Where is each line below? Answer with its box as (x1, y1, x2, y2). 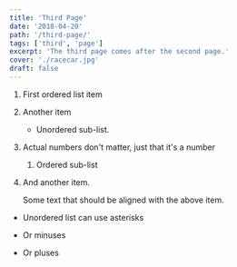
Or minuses (22, 229, 66, 241)
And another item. (22, 176, 91, 187)
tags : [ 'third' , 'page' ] (9, 38, 104, 48)
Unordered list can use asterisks (22, 212, 144, 222)
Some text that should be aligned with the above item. (22, 194, 224, 205)
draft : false (9, 64, 59, 74)
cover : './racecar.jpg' (9, 55, 100, 64)
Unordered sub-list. (35, 124, 110, 134)
